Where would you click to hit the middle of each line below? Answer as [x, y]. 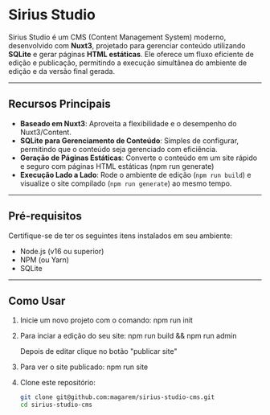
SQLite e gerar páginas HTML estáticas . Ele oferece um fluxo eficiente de [131, 54]
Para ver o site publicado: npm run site [84, 367]
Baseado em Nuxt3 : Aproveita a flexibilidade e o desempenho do [128, 123]
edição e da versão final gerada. [61, 71]
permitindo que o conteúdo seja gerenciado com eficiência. [119, 149]
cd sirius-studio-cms [56, 405]
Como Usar [37, 300]
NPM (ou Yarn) [45, 260]
